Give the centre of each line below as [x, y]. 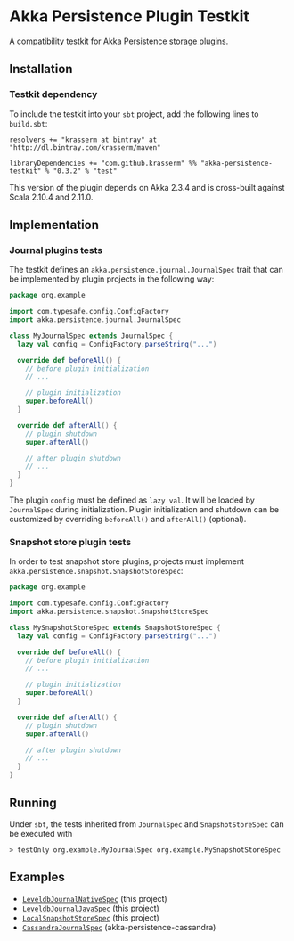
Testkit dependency [53, 94]
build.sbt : [29, 123]
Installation [41, 69]
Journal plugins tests [56, 250]
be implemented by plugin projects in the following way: [112, 279]
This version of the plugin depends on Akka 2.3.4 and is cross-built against [147, 187]
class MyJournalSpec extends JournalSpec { [91, 336]
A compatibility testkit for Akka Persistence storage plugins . [119, 41]
